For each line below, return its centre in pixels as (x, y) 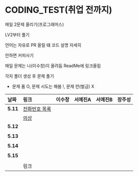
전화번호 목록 (37, 109)
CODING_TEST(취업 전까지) (59, 10)
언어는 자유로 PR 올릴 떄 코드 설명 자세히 (43, 45)
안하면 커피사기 (19, 55)
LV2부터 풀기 (17, 35)
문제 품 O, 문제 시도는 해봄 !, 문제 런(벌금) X (53, 86)
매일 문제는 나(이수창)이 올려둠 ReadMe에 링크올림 (53, 66)
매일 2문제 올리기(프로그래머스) (35, 24)
